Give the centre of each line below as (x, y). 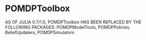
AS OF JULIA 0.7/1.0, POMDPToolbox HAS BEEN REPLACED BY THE (73, 22)
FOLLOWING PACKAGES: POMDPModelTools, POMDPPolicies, (68, 27)
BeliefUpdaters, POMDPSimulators (40, 32)
